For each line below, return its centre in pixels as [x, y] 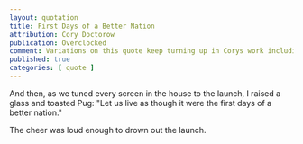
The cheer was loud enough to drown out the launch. [108, 130]
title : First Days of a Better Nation [82, 26]
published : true [40, 59]
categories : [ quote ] [52, 68]
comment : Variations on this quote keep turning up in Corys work [137, 51]
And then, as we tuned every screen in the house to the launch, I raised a [145, 93]
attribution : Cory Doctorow [62, 34]
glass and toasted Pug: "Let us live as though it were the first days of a [141, 103]
